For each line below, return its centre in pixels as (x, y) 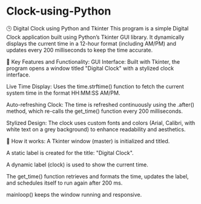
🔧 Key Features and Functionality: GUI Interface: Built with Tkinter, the (93, 61)
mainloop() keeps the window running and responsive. (74, 194)
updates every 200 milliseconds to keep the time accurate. (80, 50)
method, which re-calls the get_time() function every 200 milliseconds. (94, 111)
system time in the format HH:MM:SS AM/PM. (63, 93)
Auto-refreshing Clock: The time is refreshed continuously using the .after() (100, 104)
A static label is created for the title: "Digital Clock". (70, 152)
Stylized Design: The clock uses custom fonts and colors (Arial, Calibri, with (101, 123)
